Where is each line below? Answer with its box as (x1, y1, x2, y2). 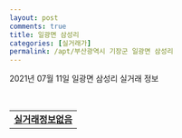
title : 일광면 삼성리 (9, 30, 80, 39)
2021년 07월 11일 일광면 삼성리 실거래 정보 (9, 74, 159, 84)
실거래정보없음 (14, 113, 73, 126)
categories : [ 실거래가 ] (9, 38, 92, 48)
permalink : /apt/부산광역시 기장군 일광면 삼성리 (9, 47, 174, 56)
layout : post (9, 13, 59, 23)
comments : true (9, 22, 67, 31)
